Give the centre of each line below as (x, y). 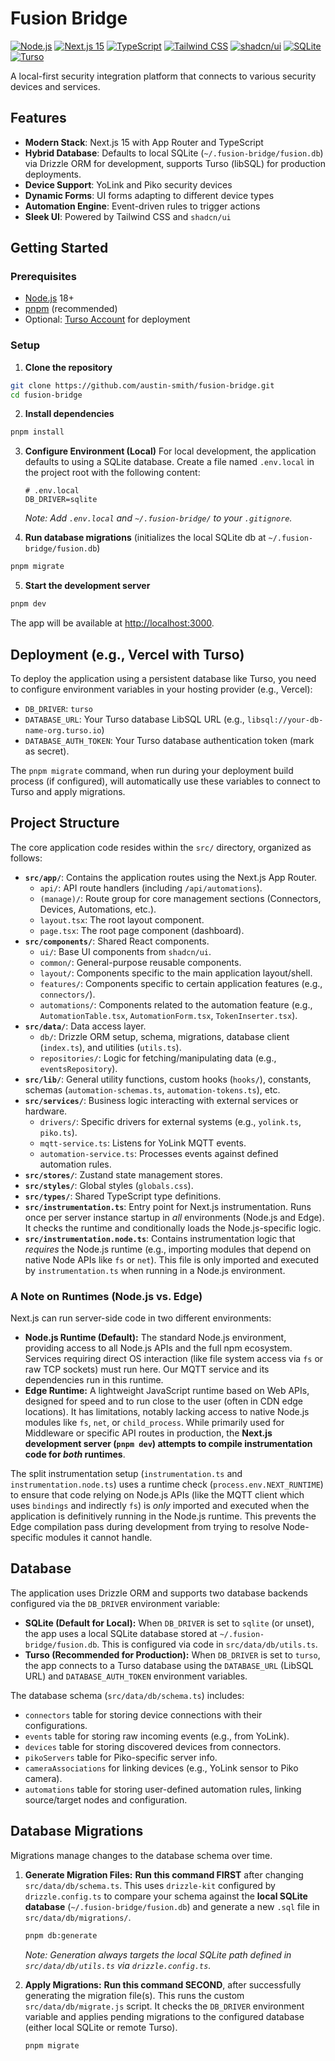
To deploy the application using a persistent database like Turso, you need (163, 678)
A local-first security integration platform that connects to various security (163, 76)
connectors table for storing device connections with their (143, 1714)
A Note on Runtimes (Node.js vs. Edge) (106, 1296)
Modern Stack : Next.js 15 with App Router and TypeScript (144, 142)
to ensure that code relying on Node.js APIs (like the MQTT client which (157, 1495)
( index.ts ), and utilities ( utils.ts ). (110, 1047)
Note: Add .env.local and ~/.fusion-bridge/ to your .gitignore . (158, 518)
